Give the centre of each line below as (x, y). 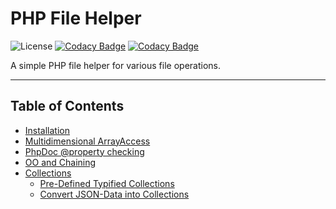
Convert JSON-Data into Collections (114, 194)
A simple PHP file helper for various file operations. (115, 65)
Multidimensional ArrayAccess (87, 141)
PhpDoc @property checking (84, 151)
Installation (47, 130)
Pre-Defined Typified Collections (107, 183)
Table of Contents (67, 106)
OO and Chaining (60, 162)
